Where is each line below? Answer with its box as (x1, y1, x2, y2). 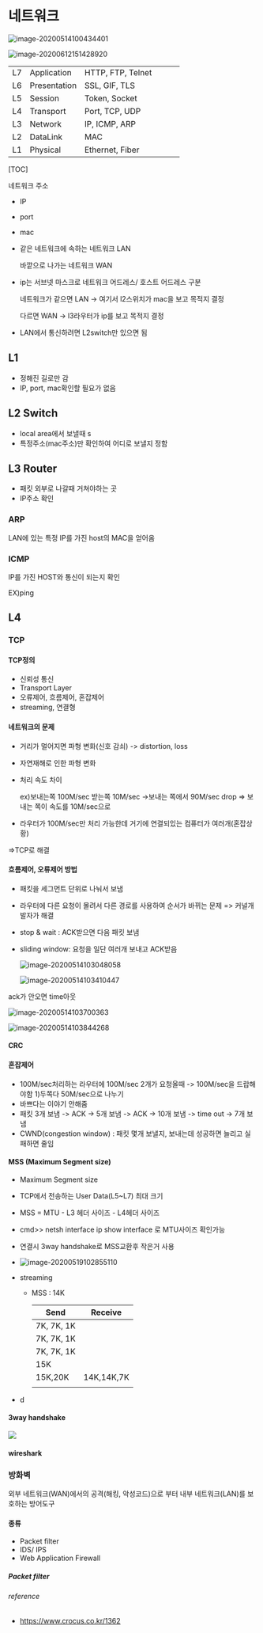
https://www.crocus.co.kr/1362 (19, 1616, 121, 1625)
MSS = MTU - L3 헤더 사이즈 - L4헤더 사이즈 (19, 1208, 160, 1217)
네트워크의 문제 (8, 722, 55, 732)
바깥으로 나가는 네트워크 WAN (19, 260, 113, 270)
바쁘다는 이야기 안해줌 (19, 1099, 88, 1108)
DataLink (29, 131, 63, 142)
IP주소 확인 (19, 494, 54, 503)
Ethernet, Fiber (84, 144, 140, 155)
